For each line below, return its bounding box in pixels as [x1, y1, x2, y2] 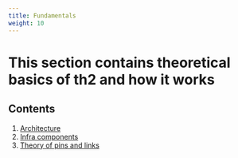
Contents [8, 102, 56, 116]
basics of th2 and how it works [8, 70, 215, 89]
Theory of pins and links [19, 140, 99, 150]
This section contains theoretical [8, 53, 231, 72]
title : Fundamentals [8, 11, 77, 20]
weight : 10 [8, 19, 45, 27]
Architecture [19, 123, 61, 132]
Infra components [19, 132, 79, 141]
